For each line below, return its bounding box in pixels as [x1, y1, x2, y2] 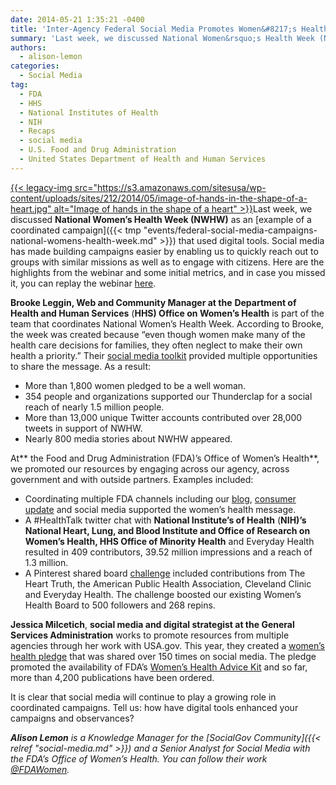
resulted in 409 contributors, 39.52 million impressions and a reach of [24, 546, 313, 558]
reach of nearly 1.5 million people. [24, 401, 165, 413]
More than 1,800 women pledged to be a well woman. [24, 379, 247, 391]
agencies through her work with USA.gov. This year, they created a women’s [10, 639, 325, 651]
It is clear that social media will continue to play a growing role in [10, 691, 277, 703]
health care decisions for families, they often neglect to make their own [10, 339, 303, 351]
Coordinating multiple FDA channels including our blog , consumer [24, 492, 297, 505]
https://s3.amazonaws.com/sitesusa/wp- [97, 181, 267, 193]
